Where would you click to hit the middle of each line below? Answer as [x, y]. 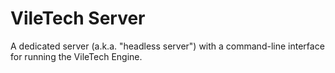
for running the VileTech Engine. [76, 56]
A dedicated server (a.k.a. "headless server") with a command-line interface [167, 46]
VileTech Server [78, 18]
